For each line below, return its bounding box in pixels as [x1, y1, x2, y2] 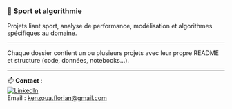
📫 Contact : [7, 77, 43, 85]
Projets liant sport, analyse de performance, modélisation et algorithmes [7, 22, 213, 30]
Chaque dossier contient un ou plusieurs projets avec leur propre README [7, 49, 220, 57]
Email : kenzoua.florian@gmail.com [7, 94, 107, 102]
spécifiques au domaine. [7, 29, 77, 37]
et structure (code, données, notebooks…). [7, 57, 130, 65]
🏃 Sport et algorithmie [7, 6, 82, 16]
